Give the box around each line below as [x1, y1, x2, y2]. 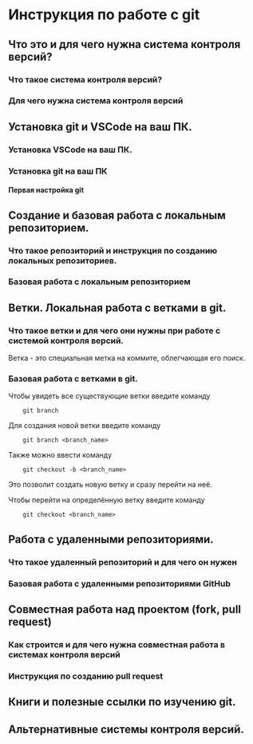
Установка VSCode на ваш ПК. [8, 144, 133, 155]
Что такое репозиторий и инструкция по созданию [8, 245, 218, 256]
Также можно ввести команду [8, 450, 113, 460]
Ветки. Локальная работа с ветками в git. [8, 301, 227, 314]
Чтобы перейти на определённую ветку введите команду [8, 495, 205, 505]
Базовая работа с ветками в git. [8, 374, 138, 385]
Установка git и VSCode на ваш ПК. [8, 120, 193, 134]
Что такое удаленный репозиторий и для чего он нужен [8, 556, 238, 567]
